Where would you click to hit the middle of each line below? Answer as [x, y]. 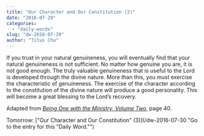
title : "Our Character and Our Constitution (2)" [71, 12]
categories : [21, 23]
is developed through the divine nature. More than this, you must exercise [99, 77]
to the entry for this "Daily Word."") [51, 127]
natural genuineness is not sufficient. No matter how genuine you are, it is [100, 64]
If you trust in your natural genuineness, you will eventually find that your [98, 58]
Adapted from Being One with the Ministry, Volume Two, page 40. [89, 108]
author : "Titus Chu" [33, 40]
